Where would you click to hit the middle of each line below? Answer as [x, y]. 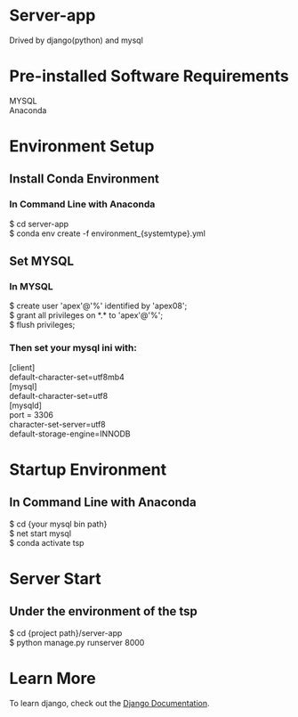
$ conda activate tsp [47, 542]
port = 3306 [31, 414]
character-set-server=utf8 [58, 424]
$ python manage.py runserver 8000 [77, 642]
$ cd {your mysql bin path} [58, 524]
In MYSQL [31, 287]
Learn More [52, 678]
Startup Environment [88, 469]
